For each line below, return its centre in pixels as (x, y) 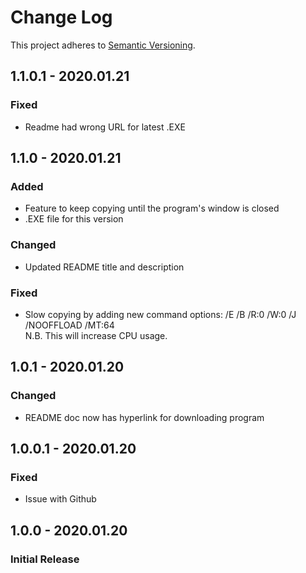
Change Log (61, 17)
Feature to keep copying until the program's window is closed (152, 208)
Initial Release (45, 559)
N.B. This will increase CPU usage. (96, 335)
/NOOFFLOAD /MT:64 (69, 325)
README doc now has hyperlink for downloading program (144, 417)
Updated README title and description (104, 267)
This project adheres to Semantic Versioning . (103, 45)
